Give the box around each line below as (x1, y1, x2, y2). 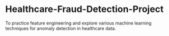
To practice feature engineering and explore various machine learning (5, 20, 152, 26)
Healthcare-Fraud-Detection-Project (5, 3, 164, 15)
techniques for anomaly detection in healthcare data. (5, 25, 116, 31)
